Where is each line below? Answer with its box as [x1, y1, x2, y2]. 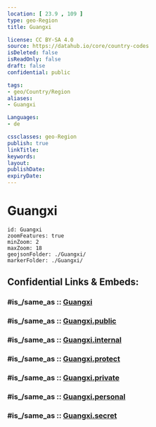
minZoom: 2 [7, 238, 39, 245]
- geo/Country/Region [7, 88, 71, 95]
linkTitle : [7, 146, 39, 154]
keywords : [7, 153, 37, 160]
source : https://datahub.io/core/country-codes [7, 43, 150, 50]
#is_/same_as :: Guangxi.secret [7, 410, 117, 420]
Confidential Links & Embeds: [7, 276, 139, 288]
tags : [7, 82, 23, 89]
